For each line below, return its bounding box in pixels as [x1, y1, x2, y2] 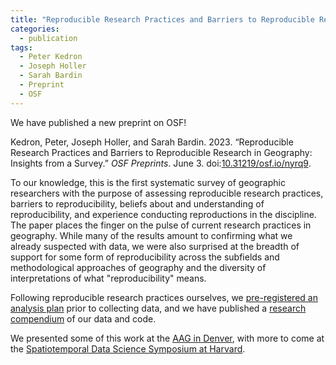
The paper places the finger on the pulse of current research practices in [10, 219, 312, 231]
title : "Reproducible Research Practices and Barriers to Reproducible [10, 14, 315, 25]
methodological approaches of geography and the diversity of [10, 261, 267, 273]
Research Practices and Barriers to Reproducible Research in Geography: [10, 146, 313, 158]
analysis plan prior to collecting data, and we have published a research [10, 302, 307, 314]
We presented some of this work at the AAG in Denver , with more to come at [10, 332, 325, 344]
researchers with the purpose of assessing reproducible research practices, [10, 187, 324, 199]
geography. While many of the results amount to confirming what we [10, 229, 293, 241]
